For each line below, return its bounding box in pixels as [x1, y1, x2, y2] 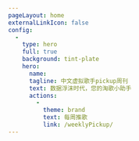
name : [28, 70, 47, 78]
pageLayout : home [8, 11, 65, 20]
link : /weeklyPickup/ [42, 121, 113, 128]
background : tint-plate [22, 56, 100, 63]
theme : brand [42, 107, 86, 114]
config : [8, 26, 34, 34]
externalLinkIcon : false [8, 19, 89, 27]
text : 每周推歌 [42, 114, 88, 121]
